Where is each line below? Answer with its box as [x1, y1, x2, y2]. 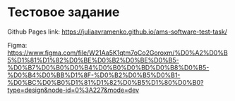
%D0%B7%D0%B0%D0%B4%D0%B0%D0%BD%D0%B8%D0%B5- [7, 63, 210, 72]
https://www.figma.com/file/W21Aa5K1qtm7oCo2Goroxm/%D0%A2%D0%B [7, 48, 228, 57]
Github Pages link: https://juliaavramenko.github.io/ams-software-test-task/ [7, 27, 228, 36]
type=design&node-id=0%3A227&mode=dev [7, 86, 140, 94]
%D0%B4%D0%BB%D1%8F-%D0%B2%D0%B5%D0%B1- [7, 71, 181, 79]
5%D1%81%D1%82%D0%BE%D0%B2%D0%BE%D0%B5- [7, 55, 179, 64]
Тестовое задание [7, 4, 120, 20]
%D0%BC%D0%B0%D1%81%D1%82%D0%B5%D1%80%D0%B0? [7, 78, 204, 86]
